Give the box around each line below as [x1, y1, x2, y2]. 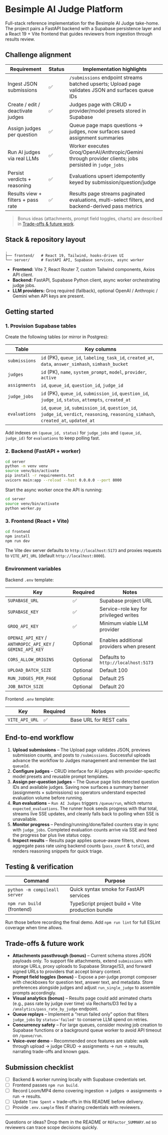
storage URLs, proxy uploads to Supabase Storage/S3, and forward [12, 963, 151, 969]
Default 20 [99, 683, 125, 690]
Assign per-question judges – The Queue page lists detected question [12, 779, 159, 785]
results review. [5, 36, 35, 42]
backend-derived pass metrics [69, 202, 142, 209]
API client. [12, 271, 33, 277]
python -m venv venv [5, 464, 48, 469]
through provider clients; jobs [69, 155, 138, 162]
